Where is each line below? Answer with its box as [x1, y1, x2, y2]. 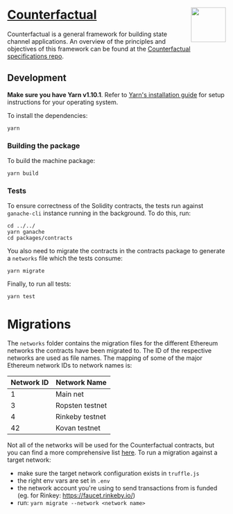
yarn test [7, 293, 36, 300]
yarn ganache [7, 229, 45, 236]
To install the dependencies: [7, 111, 88, 119]
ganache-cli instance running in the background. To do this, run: [7, 209, 191, 218]
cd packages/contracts [7, 234, 73, 242]
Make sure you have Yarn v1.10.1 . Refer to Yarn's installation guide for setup [7, 90, 225, 98]
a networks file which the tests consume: [7, 254, 123, 263]
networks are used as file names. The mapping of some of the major [7, 354, 203, 362]
